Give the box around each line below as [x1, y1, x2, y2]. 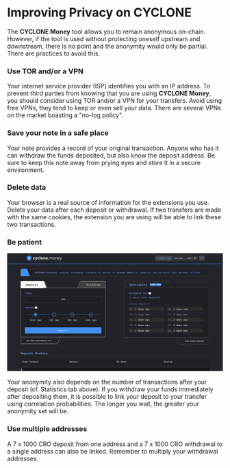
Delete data [7, 183, 47, 193]
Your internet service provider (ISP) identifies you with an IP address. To [7, 82, 211, 90]
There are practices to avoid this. [7, 49, 101, 58]
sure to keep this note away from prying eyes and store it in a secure [7, 158, 201, 167]
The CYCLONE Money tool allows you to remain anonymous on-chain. [7, 27, 206, 36]
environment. [7, 166, 44, 174]
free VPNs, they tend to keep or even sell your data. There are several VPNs [7, 104, 221, 112]
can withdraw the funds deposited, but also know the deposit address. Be [7, 151, 216, 159]
